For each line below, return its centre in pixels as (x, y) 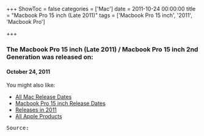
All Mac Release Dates (43, 97)
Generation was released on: (50, 57)
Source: (18, 128)
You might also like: (31, 85)
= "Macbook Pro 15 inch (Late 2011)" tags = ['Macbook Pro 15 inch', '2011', (99, 15)
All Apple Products (38, 116)
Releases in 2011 (36, 110)
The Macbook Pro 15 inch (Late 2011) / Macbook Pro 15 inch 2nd (102, 49)
